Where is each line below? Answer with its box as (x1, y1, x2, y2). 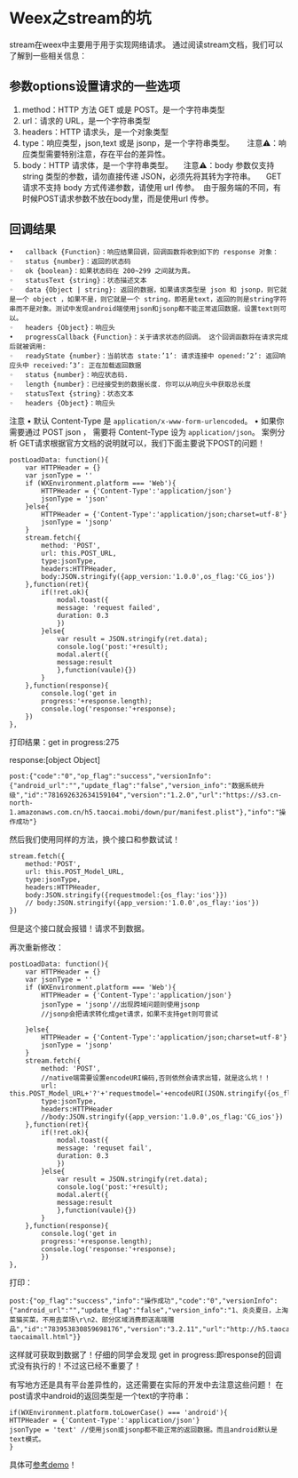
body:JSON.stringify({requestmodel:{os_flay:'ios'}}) (25, 890, 228, 899)
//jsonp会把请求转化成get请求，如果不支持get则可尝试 (41, 1009, 219, 1018)
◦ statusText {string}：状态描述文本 (9, 276, 147, 285)
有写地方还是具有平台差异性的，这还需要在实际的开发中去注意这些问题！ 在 (9, 1379, 284, 1390)
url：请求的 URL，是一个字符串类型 (21, 115, 151, 125)
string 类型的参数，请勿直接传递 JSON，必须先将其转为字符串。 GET (21, 171, 282, 181)
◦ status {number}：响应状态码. (9, 370, 129, 379)
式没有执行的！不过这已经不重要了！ (9, 1360, 142, 1370)
